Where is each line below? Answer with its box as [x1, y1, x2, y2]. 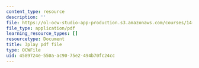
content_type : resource [6, 8, 65, 15]
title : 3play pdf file [6, 42, 62, 48]
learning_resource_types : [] [6, 31, 78, 37]
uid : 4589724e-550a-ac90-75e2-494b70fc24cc [6, 53, 115, 59]
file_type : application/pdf [6, 25, 76, 31]
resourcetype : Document [6, 36, 65, 42]
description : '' [6, 14, 46, 20]
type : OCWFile [6, 47, 41, 53]
